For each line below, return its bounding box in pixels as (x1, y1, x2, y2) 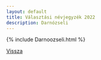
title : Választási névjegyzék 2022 (6, 14, 96, 20)
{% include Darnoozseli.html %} (6, 36, 86, 43)
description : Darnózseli (6, 20, 69, 26)
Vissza (6, 48, 23, 55)
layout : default (6, 8, 47, 15)
